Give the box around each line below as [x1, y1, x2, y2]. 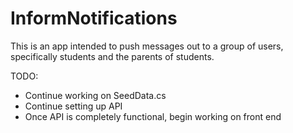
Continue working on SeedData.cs [24, 89, 167, 101]
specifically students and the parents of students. [10, 50, 215, 62]
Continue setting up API [24, 100, 123, 112]
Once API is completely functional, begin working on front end [24, 110, 282, 122]
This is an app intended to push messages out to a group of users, [10, 40, 284, 52]
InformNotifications [10, 7, 178, 30]
